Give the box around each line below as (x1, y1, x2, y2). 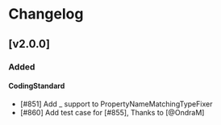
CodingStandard (8, 81, 65, 91)
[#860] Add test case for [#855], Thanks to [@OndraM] (19, 107, 205, 117)
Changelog (8, 5, 84, 23)
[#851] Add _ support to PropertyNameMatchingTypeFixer (19, 98, 213, 109)
